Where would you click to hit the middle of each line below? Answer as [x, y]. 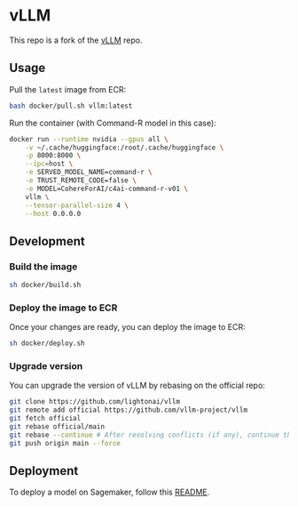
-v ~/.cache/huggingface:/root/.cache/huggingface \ [125, 148]
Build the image [43, 266]
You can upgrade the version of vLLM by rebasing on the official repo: [137, 386]
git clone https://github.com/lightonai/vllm [94, 402]
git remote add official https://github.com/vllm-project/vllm [129, 410]
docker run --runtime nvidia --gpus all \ [89, 139]
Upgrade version [46, 366]
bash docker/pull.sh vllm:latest [71, 106]
